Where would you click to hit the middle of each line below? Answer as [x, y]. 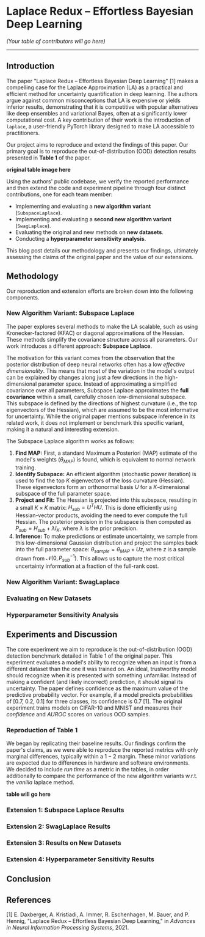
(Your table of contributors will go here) [56, 41]
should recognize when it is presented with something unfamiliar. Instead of [102, 675]
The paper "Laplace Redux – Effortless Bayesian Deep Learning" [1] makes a [102, 81]
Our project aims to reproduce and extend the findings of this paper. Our [97, 144]
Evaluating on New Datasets [49, 598]
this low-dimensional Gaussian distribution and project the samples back [106, 543]
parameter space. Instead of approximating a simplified [107, 384]
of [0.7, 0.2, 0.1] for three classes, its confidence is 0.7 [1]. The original [94, 701]
